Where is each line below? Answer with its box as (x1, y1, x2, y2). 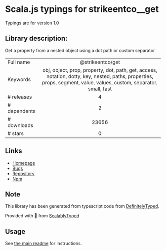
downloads (7, 122, 34, 128)
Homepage (12, 160, 36, 166)
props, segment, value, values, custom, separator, (41, 79, 158, 86)
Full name (7, 59, 31, 65)
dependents (7, 108, 36, 115)
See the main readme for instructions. (5, 241, 82, 247)
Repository (12, 170, 35, 177)
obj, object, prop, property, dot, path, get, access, (42, 66, 158, 73)
